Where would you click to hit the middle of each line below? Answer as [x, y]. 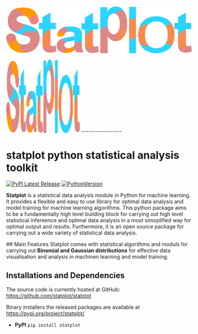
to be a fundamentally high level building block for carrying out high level [95, 214]
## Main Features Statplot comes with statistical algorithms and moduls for [97, 244]
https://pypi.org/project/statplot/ [45, 313]
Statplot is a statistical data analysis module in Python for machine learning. [98, 196]
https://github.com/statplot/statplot [49, 296]
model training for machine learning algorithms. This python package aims [96, 208]
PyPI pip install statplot [47, 325]
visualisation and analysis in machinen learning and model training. [88, 257]
